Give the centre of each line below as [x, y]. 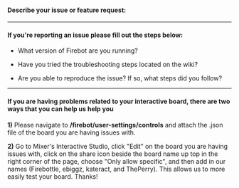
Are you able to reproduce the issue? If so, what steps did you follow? [120, 78]
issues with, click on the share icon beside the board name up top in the [113, 154]
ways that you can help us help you [60, 109]
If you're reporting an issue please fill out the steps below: [95, 35]
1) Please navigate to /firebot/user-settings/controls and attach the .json [115, 125]
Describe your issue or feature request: [67, 10]
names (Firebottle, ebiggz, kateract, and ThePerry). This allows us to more [116, 169]
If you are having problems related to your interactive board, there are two [119, 101]
